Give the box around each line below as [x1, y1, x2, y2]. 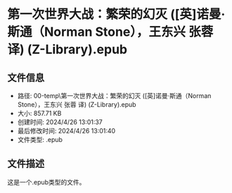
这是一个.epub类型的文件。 [7, 178, 86, 186]
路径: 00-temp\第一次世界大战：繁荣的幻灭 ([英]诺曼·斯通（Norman [17, 92, 212, 100]
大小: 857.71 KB [17, 109, 62, 117]
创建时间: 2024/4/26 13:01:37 [17, 118, 103, 126]
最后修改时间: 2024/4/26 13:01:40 [17, 127, 116, 135]
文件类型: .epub [17, 135, 63, 144]
